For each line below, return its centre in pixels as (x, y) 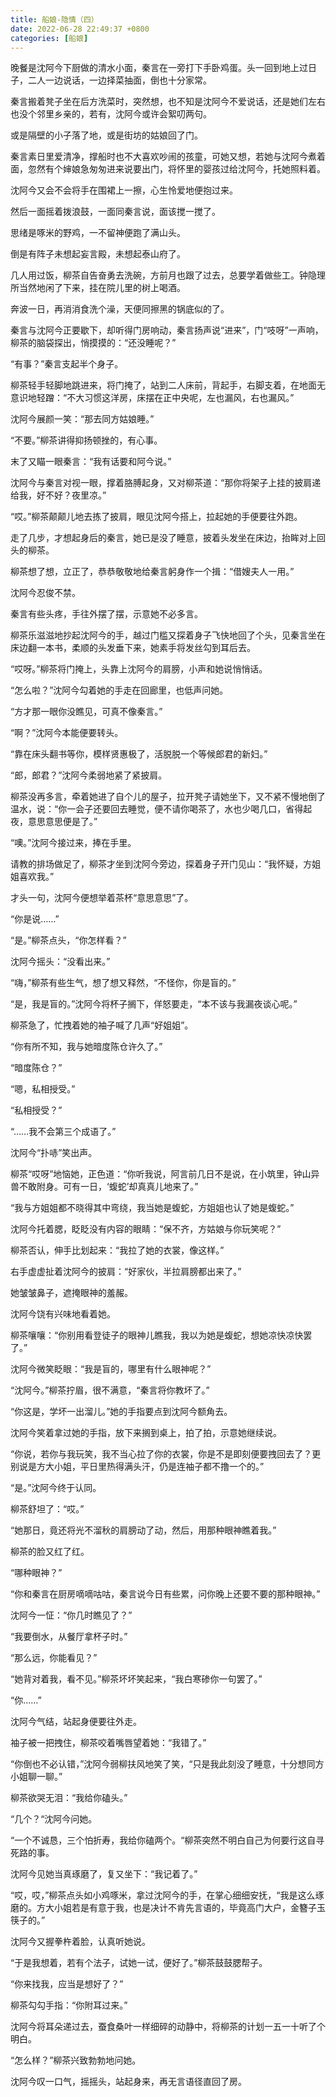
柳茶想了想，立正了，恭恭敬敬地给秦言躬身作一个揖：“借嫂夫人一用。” (152, 572)
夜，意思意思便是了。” (54, 822)
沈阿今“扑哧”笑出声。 (54, 1153)
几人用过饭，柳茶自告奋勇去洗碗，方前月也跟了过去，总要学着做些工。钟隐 (163, 275)
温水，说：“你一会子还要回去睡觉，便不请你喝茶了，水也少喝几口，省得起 (161, 809)
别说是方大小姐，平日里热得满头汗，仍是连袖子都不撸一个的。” (137, 1467)
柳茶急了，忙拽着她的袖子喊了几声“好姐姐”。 (102, 1025)
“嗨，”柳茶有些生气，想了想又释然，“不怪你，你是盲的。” (123, 983)
